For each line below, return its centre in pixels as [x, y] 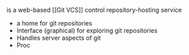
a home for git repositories [54, 23]
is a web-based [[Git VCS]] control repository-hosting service [94, 10]
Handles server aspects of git [58, 38]
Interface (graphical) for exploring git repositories [87, 31]
